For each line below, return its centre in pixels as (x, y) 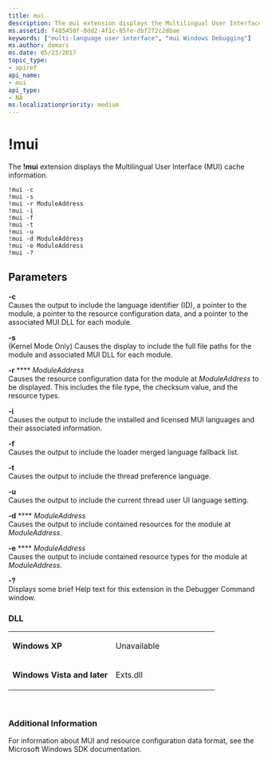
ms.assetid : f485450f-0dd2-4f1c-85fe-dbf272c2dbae (94, 30)
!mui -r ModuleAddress (46, 204)
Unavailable (137, 646)
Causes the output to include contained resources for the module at (120, 524)
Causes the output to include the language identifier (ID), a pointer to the (128, 305)
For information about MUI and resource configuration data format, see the (131, 741)
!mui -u (21, 232)
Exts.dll (129, 675)
